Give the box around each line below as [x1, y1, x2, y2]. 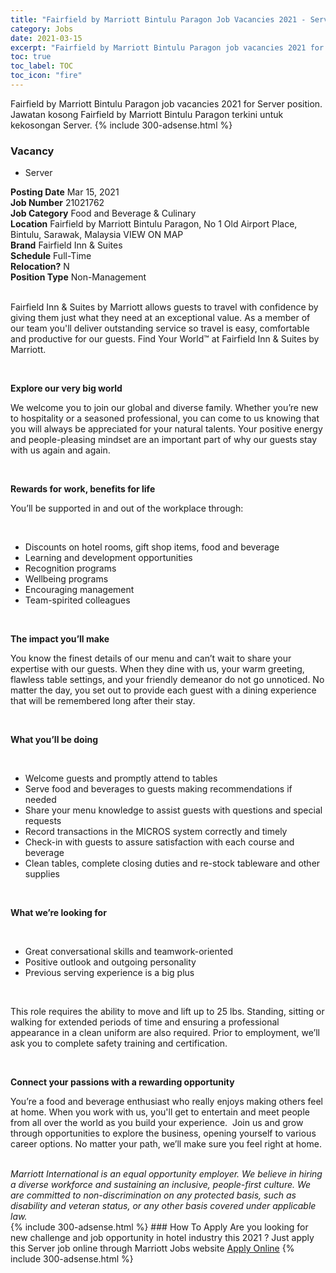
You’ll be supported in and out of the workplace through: [10, 502, 244, 515]
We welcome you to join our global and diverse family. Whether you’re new [10, 402, 319, 414]
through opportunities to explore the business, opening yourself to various [10, 1127, 317, 1140]
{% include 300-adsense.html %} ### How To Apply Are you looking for [10, 1221, 309, 1233]
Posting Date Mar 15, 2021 [10, 186, 120, 198]
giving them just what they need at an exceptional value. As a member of [10, 312, 311, 324]
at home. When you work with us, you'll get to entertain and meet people [10, 1106, 310, 1118]
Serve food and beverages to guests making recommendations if [24, 783, 293, 795]
